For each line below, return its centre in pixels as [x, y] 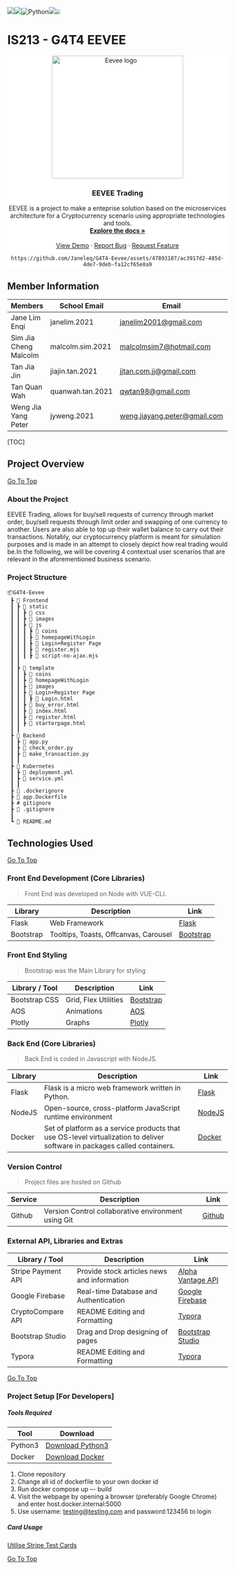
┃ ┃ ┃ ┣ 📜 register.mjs [45, 650]
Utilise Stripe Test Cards [42, 1545]
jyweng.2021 [72, 416]
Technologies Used [50, 843]
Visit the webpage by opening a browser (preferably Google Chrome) [117, 1496]
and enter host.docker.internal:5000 [69, 1504]
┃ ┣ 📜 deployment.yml [42, 773]
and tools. [117, 223]
